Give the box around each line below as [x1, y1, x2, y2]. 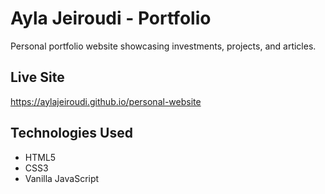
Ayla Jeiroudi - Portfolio [10, 7, 212, 30]
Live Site [10, 69, 65, 86]
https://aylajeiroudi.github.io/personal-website [10, 95, 202, 107]
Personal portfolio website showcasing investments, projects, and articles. [10, 40, 317, 52]
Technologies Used [10, 125, 133, 142]
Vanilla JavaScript [24, 172, 100, 184]
